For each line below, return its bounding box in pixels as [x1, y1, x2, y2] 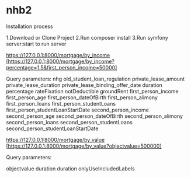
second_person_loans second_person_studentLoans [6, 118, 133, 125]
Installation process [6, 23, 54, 30]
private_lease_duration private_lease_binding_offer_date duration [6, 81, 162, 88]
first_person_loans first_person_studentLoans [6, 100, 116, 107]
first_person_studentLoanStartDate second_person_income [6, 106, 149, 113]
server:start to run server [6, 40, 67, 47]
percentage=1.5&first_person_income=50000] [6, 64, 117, 71]
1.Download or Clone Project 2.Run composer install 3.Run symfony [6, 34, 168, 41]
